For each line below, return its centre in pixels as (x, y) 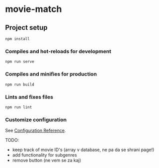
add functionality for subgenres (44, 155)
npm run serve (20, 62)
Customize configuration (36, 119)
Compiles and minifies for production (51, 74)
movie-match (34, 9)
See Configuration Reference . (36, 131)
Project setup (27, 28)
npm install (17, 39)
